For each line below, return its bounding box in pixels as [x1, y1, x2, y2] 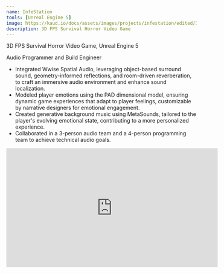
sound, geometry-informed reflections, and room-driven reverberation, [14, 72, 192, 79]
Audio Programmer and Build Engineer [6, 54, 102, 61]
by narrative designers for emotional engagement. [14, 104, 140, 112]
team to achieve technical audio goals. [14, 136, 111, 144]
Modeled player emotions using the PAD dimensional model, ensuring [14, 91, 188, 98]
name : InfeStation [6, 8, 53, 15]
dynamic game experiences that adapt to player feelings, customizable [14, 98, 191, 105]
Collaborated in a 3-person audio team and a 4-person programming [14, 130, 187, 137]
